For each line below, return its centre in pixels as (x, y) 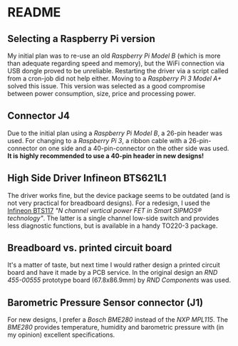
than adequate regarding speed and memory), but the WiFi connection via (116, 63)
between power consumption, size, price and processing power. (102, 94)
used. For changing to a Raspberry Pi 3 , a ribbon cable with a (97, 140)
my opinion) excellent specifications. (61, 335)
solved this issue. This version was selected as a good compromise (106, 86)
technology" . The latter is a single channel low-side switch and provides (113, 218)
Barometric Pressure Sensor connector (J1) (105, 302)
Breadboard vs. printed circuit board (90, 248)
